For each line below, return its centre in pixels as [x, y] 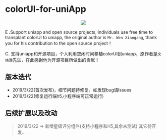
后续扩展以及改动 [31, 113]
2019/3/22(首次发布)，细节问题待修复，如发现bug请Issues [72, 90]
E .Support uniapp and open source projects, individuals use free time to [79, 32]
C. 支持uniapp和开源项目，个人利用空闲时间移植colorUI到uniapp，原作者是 [81, 53]
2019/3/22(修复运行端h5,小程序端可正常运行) [58, 96]
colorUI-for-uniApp [46, 9]
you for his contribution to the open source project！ [59, 43]
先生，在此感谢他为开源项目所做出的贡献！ [56, 60]
